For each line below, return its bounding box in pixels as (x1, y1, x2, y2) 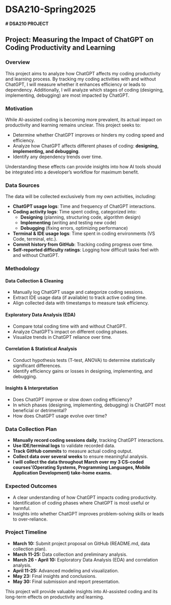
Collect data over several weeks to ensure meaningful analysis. (12, 453, 148, 460)
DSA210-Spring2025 (5, 4, 96, 15)
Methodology (5, 265, 40, 272)
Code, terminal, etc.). (12, 236, 58, 242)
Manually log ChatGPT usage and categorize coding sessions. (12, 289, 144, 295)
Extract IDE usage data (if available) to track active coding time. (12, 294, 147, 300)
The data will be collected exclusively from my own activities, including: (5, 193, 156, 200)
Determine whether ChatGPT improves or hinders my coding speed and (12, 132, 164, 138)
